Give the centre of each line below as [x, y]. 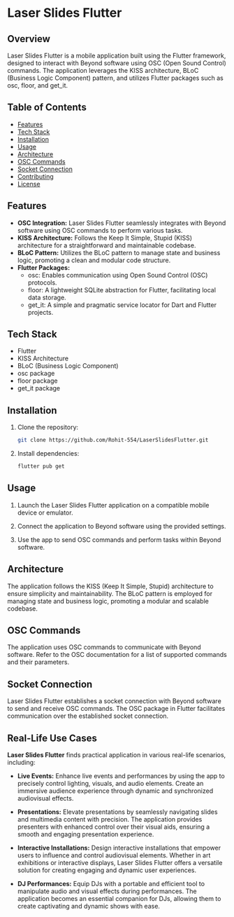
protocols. [42, 283]
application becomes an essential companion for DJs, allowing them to [119, 899]
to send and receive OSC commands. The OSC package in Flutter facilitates [116, 709]
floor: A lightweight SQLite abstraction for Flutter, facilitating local [122, 290]
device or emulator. [45, 512]
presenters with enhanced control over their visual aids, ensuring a [114, 827]
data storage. [47, 297]
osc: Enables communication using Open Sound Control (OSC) [118, 275]
